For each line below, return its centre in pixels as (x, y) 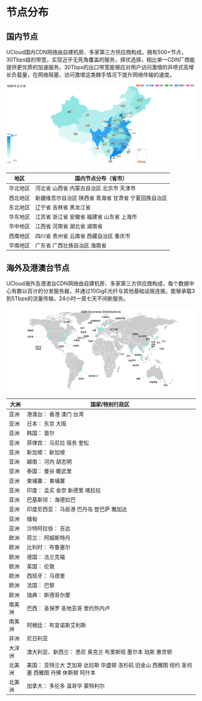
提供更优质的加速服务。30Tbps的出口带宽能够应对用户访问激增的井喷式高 (98, 67)
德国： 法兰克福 (46, 557)
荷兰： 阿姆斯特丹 (49, 538)
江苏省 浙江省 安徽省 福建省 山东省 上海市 (86, 217)
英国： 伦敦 (41, 566)
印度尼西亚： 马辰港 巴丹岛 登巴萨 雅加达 (77, 509)
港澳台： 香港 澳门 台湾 (55, 414)
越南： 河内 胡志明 (49, 461)
